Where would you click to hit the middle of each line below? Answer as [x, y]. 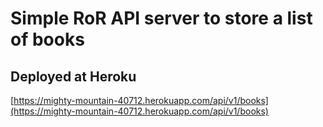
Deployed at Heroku [73, 76]
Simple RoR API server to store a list [161, 18]
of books [47, 39]
